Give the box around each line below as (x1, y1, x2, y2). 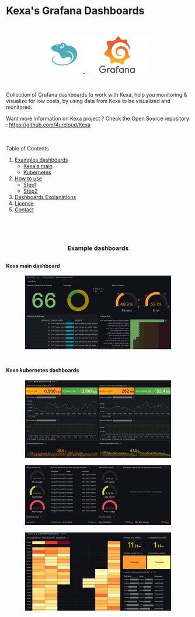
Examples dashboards (14, 156, 68, 163)
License (14, 200, 34, 207)
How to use (14, 174, 43, 182)
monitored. (6, 104, 32, 111)
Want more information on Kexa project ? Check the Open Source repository (6, 115, 190, 122)
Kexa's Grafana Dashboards (6, 4, 145, 18)
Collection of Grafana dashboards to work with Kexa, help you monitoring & (6, 91, 187, 98)
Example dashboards (67, 244, 129, 252)
